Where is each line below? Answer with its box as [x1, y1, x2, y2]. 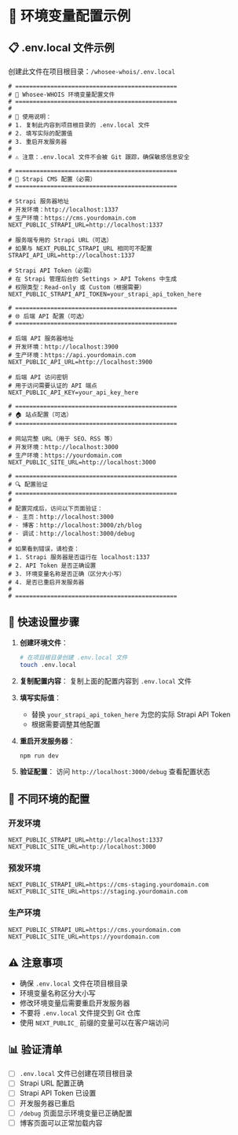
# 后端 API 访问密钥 [8, 374, 68, 381]
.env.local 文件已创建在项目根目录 [19, 1069, 134, 1078]
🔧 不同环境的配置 [8, 792, 90, 805]
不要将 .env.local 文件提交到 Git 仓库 [19, 1008, 141, 1017]
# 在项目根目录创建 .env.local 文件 [19, 654, 128, 661]
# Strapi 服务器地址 [8, 197, 69, 205]
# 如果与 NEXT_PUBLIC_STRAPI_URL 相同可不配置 [8, 245, 153, 252]
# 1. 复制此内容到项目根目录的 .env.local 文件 [8, 121, 151, 129]
